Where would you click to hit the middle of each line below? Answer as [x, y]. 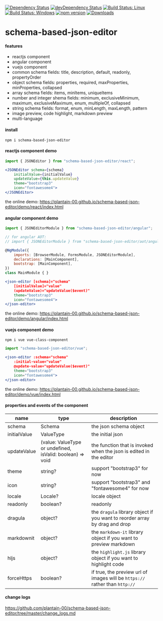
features [14, 46]
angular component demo [32, 218]
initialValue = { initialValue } [43, 174]
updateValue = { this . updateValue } [46, 179]
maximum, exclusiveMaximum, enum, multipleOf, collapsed [71, 103]
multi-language [27, 118]
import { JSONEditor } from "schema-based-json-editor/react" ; [70, 161]
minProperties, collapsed [37, 88]
